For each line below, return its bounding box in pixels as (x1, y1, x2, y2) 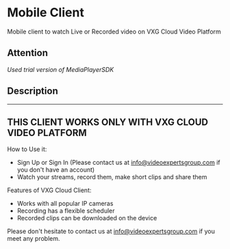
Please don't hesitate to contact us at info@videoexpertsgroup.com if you (7, 227, 216, 235)
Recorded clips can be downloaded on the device (16, 214, 157, 222)
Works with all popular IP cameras (16, 200, 114, 208)
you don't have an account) (16, 166, 95, 174)
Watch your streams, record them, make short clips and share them (16, 173, 207, 181)
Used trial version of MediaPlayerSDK (7, 65, 114, 73)
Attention (7, 47, 48, 59)
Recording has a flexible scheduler (16, 207, 115, 215)
